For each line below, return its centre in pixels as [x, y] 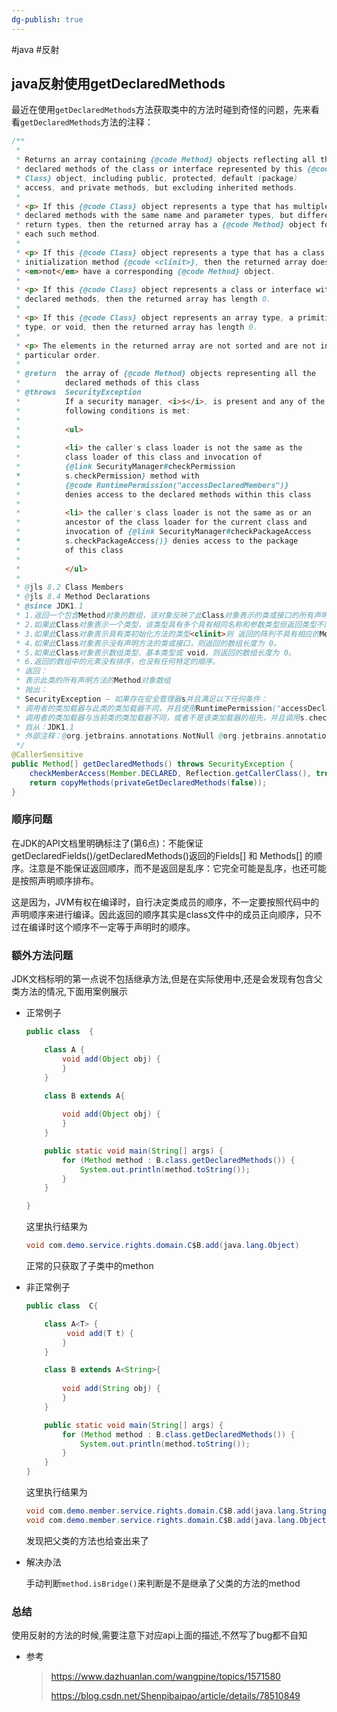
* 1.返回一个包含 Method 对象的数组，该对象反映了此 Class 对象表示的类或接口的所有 [164, 616]
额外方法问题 [42, 955]
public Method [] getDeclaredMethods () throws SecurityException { [152, 764]
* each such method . [58, 234]
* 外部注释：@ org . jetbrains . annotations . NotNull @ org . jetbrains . [151, 736]
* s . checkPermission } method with [107, 476]
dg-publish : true [47, 19]
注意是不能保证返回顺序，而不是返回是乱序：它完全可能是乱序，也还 [168, 868]
